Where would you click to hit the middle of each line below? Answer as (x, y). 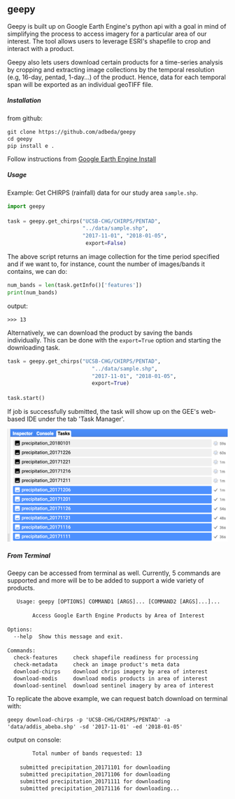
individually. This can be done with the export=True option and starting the (114, 340)
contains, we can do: (37, 271)
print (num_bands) (33, 292)
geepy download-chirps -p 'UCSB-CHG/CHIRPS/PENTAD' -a (89, 720)
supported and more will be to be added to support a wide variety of (106, 581)
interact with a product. (41, 48)
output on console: (34, 740)
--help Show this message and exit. (69, 637)
